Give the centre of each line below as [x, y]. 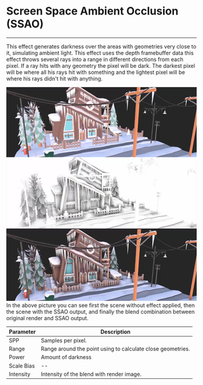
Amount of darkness [66, 357]
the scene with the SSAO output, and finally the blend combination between [101, 312]
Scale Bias [22, 366]
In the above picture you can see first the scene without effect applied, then [101, 305]
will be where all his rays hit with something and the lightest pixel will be [96, 72]
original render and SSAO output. [47, 318]
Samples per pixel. [64, 340]
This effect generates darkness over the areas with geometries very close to [101, 46]
